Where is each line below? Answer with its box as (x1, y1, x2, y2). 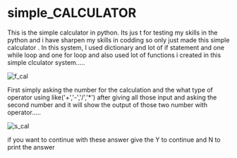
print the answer (7, 142, 55, 151)
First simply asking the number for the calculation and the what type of (7, 85, 214, 94)
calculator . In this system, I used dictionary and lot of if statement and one (7, 43, 224, 51)
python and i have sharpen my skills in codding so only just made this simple (7, 35, 230, 44)
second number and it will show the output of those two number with (7, 100, 208, 109)
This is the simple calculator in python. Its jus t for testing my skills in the (7, 28, 218, 37)
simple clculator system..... (7, 58, 85, 66)
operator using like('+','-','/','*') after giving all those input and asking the (7, 93, 217, 102)
